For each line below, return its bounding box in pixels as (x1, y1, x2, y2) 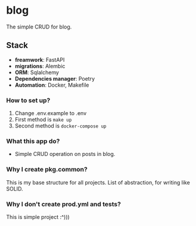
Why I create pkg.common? (6, 165, 88, 174)
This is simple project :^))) (6, 213, 70, 220)
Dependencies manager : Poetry (14, 75, 95, 82)
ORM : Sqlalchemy (14, 69, 60, 76)
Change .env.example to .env (14, 110, 87, 117)
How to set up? (6, 96, 51, 104)
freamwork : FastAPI (14, 56, 65, 63)
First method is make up (14, 116, 72, 123)
